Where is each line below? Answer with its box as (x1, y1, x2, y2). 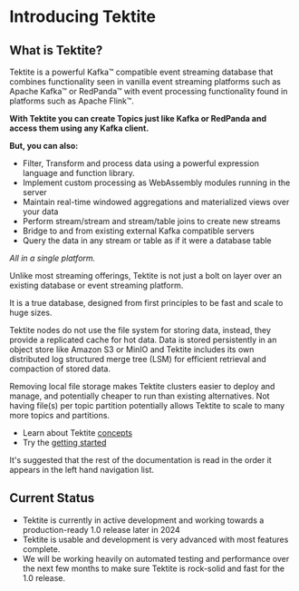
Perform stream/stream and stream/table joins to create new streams (22, 216, 281, 226)
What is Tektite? (9, 43, 103, 58)
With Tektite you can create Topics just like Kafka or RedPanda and (9, 113, 267, 123)
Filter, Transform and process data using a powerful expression (22, 158, 260, 169)
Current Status (9, 490, 95, 506)
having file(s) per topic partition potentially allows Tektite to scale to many (9, 400, 285, 410)
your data (22, 206, 59, 217)
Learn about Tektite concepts (22, 428, 133, 438)
